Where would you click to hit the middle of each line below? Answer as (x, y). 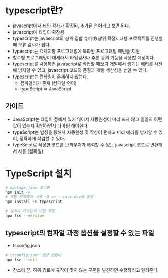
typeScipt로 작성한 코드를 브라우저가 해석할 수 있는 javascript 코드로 (81, 145)
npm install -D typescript (34, 202)
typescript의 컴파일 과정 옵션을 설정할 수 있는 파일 (80, 233)
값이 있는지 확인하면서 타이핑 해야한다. (51, 125)
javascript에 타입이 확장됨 (38, 32)
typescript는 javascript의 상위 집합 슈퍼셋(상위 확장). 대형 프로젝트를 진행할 (88, 38)
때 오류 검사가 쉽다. (31, 44)
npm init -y (18, 192)
